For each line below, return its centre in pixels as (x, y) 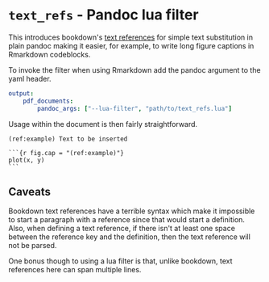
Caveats (29, 192)
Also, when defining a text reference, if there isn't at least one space (122, 229)
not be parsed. (33, 246)
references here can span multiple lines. (75, 270)
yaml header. (30, 78)
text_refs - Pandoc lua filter (103, 15)
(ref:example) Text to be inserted (68, 139)
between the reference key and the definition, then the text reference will (130, 237)
